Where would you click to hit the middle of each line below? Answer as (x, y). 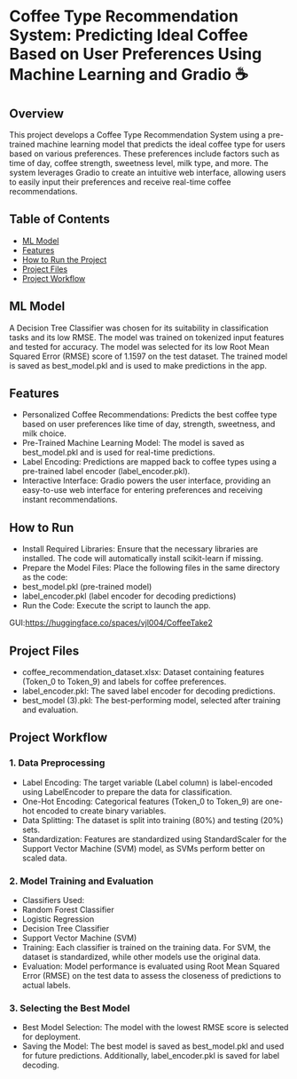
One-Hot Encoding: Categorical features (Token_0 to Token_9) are (142, 801)
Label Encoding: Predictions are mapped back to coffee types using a (149, 462)
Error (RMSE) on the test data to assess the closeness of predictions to (152, 976)
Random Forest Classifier (68, 910)
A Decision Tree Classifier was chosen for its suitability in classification (139, 328)
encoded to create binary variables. (101, 811)
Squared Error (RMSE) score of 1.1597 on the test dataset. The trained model (148, 356)
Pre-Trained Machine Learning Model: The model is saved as (133, 443)
